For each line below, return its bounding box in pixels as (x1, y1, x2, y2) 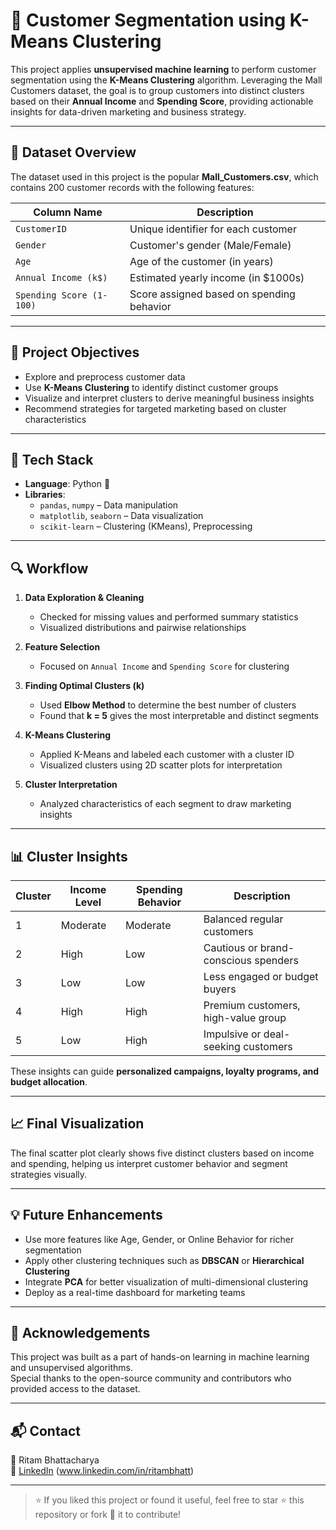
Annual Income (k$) (15, 272, 108, 283)
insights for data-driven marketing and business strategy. (10, 105, 247, 118)
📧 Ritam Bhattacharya (10, 1454, 100, 1466)
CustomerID (15, 223, 67, 234)
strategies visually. (10, 1168, 88, 1180)
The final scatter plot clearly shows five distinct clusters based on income (10, 1147, 315, 1159)
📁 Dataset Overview (10, 144, 137, 161)
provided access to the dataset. (10, 1383, 141, 1395)
